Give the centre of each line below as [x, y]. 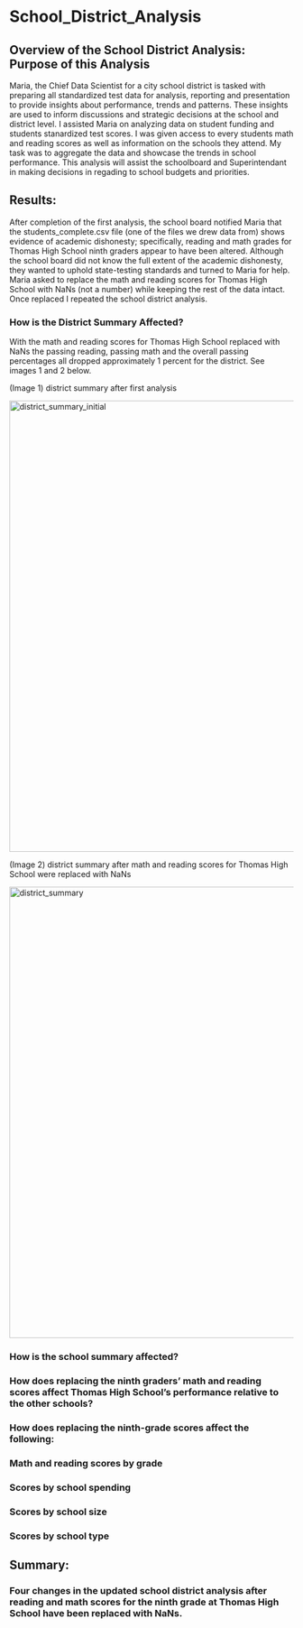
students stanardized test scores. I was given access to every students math [151, 134]
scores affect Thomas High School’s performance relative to [144, 1392]
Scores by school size [58, 1512]
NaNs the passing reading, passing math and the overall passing [129, 351]
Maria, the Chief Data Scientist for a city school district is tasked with [138, 86]
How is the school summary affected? [94, 1357]
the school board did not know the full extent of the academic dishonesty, [147, 260]
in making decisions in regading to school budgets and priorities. [129, 172]
